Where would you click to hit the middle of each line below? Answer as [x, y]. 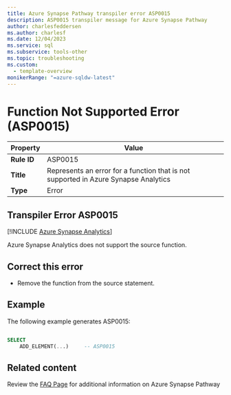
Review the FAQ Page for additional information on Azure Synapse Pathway [114, 384]
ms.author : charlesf [37, 33]
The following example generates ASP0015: [69, 321]
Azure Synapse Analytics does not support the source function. [97, 245]
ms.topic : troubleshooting [46, 58]
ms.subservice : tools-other [47, 52]
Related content [42, 368]
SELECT [16, 340]
